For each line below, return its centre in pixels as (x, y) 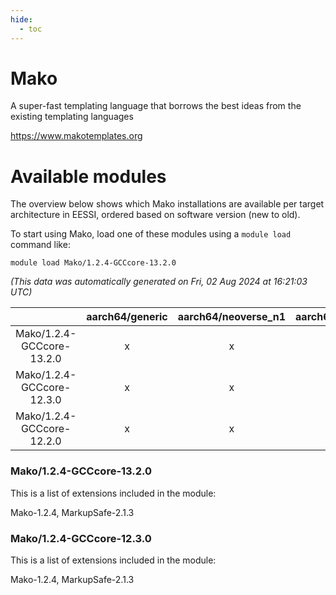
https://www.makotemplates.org (76, 136)
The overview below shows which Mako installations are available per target (167, 204)
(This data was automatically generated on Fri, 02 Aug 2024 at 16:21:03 (159, 282)
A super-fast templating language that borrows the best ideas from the (156, 106)
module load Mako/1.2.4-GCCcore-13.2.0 (93, 263)
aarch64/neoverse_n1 (232, 317)
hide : (21, 19)
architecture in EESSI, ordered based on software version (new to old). (155, 215)
